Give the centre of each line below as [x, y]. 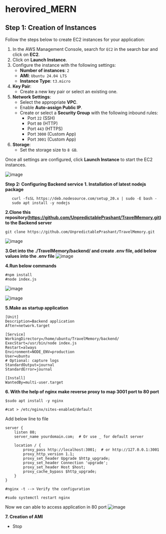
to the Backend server [29, 223]
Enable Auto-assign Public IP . [51, 107]
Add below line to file [27, 419]
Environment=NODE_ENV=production [40, 352]
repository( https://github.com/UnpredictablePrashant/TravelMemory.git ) [83, 217]
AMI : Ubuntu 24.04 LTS [43, 76]
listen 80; [25, 432]
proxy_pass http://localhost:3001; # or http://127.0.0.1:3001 [91, 450]
